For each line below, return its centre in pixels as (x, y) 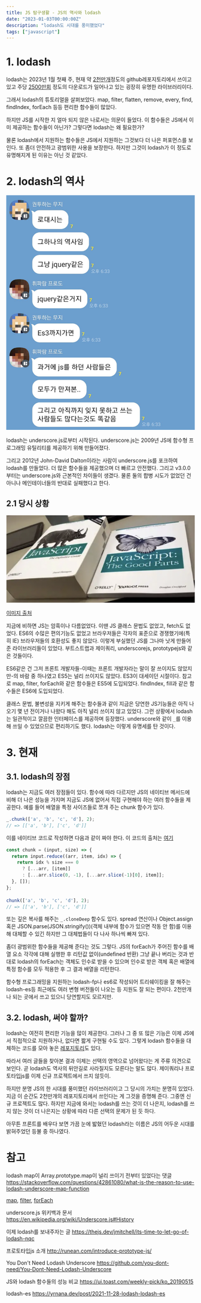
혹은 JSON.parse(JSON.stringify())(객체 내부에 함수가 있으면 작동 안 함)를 (94, 926)
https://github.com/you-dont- (133, 1263)
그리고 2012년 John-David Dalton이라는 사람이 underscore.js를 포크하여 (92, 460)
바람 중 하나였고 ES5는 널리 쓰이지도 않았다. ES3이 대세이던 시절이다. (100, 676)
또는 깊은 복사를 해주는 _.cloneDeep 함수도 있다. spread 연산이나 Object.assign (100, 919)
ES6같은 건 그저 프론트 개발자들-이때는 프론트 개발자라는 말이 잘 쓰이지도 (91, 668)
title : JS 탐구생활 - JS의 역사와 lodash (54, 13)
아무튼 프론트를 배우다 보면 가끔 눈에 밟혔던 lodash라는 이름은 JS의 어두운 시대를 (100, 1124)
